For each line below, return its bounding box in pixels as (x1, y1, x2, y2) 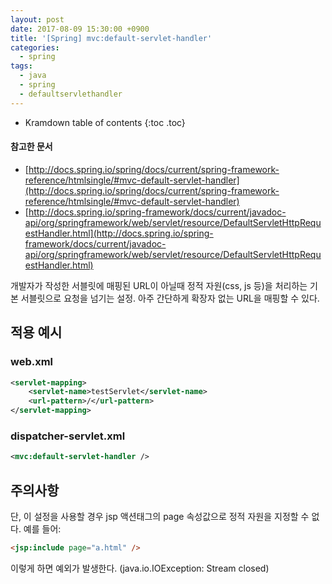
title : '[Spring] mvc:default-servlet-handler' (10, 33, 213, 43)
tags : (10, 61, 33, 71)
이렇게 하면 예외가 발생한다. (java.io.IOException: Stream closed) (10, 562, 270, 574)
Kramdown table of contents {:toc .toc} (24, 116, 186, 128)
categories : (10, 42, 60, 53)
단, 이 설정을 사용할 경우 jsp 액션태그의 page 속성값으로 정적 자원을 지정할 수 (10, 511, 310, 522)
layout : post (10, 14, 65, 25)
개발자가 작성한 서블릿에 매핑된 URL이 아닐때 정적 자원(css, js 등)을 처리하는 (10, 279, 308, 291)
